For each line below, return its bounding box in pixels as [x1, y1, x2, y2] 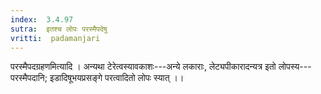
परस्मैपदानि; [10, 72, 48, 84]
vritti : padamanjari [10, 33, 101, 43]
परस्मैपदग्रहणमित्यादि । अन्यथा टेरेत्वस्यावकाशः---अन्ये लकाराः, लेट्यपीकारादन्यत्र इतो [10, 61, 277, 73]
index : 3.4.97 [10, 14, 74, 25]
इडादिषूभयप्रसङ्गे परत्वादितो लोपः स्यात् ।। [49, 72, 185, 84]
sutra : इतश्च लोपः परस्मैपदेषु [10, 24, 108, 34]
